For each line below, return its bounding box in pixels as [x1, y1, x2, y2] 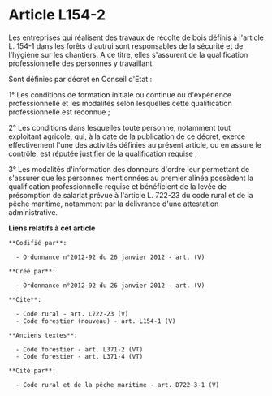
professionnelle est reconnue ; [8, 107, 110, 117]
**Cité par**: [8, 367, 57, 375]
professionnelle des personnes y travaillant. [8, 58, 154, 68]
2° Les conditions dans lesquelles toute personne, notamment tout [8, 123, 231, 132]
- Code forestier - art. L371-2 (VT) [15, 345, 144, 354]
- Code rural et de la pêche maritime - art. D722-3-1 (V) [15, 381, 220, 389]
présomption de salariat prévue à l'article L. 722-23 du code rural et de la [8, 190, 253, 200]
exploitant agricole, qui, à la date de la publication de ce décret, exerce [8, 131, 246, 141]
